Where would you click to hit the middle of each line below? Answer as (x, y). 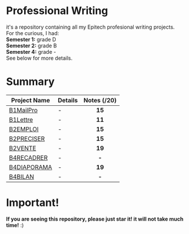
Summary (30, 82)
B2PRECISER (27, 139)
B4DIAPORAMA (31, 167)
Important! (33, 203)
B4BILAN (21, 177)
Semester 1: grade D (31, 39)
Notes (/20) (100, 100)
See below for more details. (39, 58)
